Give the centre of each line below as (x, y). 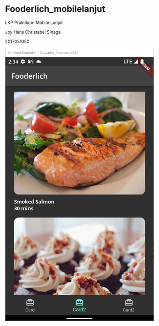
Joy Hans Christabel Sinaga (33, 32)
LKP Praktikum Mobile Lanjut (34, 22)
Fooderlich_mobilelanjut (55, 9)
